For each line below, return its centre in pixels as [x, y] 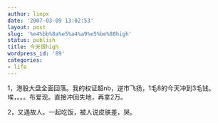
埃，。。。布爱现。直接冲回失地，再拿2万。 [67, 97]
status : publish [31, 41]
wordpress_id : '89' [36, 54]
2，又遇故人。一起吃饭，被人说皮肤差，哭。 [72, 112]
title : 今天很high [33, 47]
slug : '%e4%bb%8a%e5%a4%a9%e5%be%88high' [70, 34]
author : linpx [28, 14]
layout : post [27, 27]
